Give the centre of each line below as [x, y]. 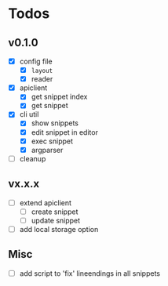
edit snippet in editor [64, 132]
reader [42, 79]
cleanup [33, 158]
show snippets [55, 123]
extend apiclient [46, 203]
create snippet [55, 212]
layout [42, 71]
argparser [47, 150]
